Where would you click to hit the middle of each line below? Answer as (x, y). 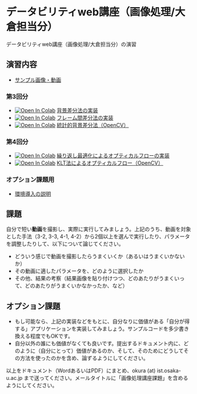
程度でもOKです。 (52, 336)
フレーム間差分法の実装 (85, 118)
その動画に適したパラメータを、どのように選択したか (79, 271)
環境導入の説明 (33, 193)
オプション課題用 (30, 180)
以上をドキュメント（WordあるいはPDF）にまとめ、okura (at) (81, 370)
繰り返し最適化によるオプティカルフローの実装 (113, 156)
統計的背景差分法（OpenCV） (93, 125)
